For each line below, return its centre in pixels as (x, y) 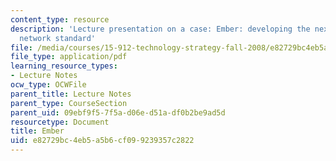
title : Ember (37, 131)
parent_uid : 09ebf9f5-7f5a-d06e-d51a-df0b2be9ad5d (118, 112)
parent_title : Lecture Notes (71, 94)
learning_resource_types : (64, 66)
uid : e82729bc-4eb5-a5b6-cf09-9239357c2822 (102, 141)
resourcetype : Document (60, 122)
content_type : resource (60, 19)
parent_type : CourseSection (69, 103)
